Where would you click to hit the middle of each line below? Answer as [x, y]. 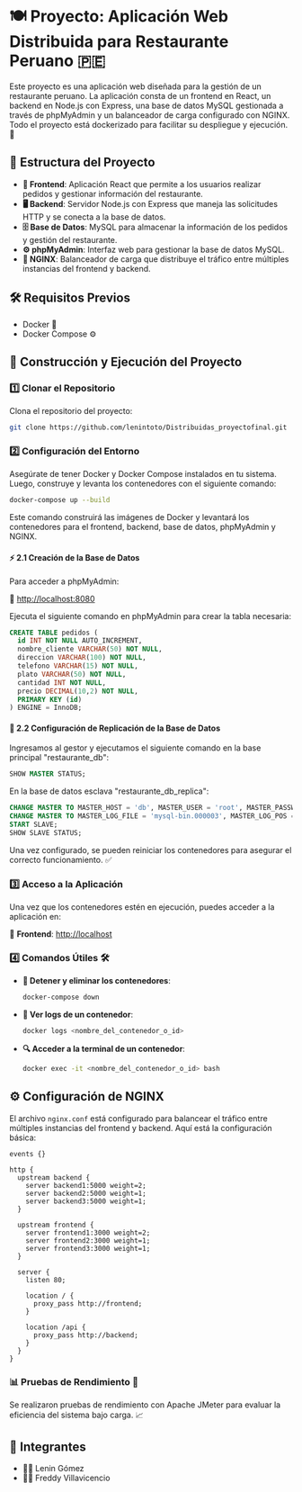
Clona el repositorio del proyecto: [71, 411]
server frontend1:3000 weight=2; [88, 1233]
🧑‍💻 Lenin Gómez [53, 1468]
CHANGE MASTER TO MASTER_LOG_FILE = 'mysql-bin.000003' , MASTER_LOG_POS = [152, 816]
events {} [28, 1154]
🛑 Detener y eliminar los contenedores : [96, 981]
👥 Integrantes [48, 1447]
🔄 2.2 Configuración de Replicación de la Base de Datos [115, 728]
